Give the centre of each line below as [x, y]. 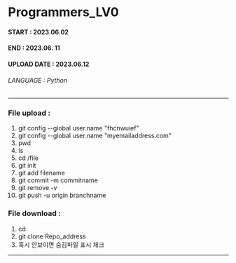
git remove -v [37, 188]
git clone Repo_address [52, 236]
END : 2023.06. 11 [34, 48]
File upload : [29, 113]
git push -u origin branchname [62, 195]
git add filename [41, 173]
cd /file [28, 158]
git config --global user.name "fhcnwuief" [78, 128]
